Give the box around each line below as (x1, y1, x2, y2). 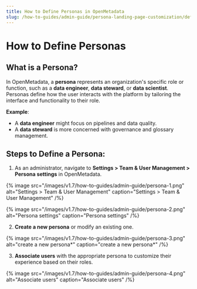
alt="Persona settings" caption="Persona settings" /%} (6, 212, 140, 219)
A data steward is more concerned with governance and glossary (14, 125, 174, 132)
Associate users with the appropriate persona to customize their (14, 253, 172, 260)
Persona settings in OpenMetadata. (14, 171, 102, 178)
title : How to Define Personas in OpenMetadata (6, 8, 125, 15)
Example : (6, 108, 29, 115)
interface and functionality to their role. (6, 97, 101, 104)
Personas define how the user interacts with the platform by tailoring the (6, 90, 181, 97)
